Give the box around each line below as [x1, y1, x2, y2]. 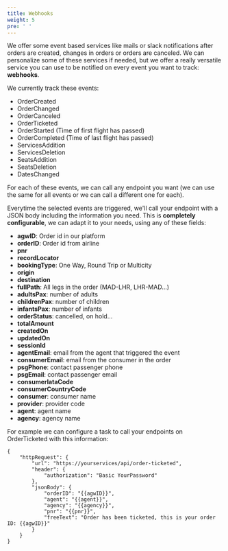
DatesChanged [16, 170, 60, 178]
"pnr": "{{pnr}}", [43, 508, 97, 515]
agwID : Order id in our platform [16, 232, 105, 240]
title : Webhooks [7, 10, 53, 17]
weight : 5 [7, 16, 36, 23]
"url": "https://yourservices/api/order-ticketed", [31, 460, 183, 467]
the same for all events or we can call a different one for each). [7, 191, 185, 199]
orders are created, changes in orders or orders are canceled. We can [7, 49, 205, 57]
